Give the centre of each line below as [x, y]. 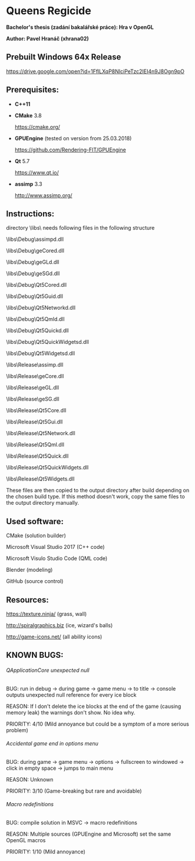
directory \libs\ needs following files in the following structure [80, 228]
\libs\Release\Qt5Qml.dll [35, 445]
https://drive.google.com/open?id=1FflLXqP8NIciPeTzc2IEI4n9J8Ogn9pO [95, 71]
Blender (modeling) [29, 570]
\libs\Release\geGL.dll [33, 388]
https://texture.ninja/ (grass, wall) [47, 614]
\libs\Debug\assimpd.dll [35, 239]
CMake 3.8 [28, 115]
